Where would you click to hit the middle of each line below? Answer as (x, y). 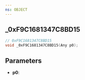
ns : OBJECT (16, 10)
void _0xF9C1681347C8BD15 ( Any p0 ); (42, 45)
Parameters (23, 61)
